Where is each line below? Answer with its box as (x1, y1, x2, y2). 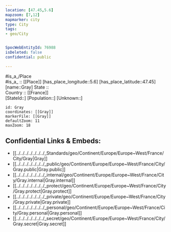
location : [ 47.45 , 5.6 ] (5, 7, 54, 13)
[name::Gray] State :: (5, 84, 50, 90)
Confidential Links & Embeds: (5, 137, 101, 145)
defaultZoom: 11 (5, 118, 40, 123)
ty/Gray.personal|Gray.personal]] (12, 210, 82, 216)
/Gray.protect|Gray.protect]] (12, 188, 72, 195)
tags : (5, 27, 17, 32)
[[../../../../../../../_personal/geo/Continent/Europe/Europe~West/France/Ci (12, 204, 165, 210)
